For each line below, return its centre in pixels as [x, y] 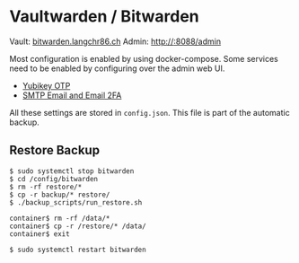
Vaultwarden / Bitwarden [104, 17]
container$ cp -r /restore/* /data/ [78, 226]
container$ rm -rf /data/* [60, 218]
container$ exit [40, 234]
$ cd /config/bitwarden [54, 179]
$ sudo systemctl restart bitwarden [78, 250]
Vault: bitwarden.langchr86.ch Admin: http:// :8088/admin [115, 41]
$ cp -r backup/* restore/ [60, 195]
